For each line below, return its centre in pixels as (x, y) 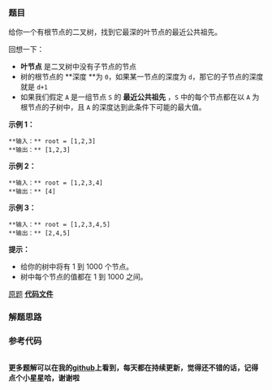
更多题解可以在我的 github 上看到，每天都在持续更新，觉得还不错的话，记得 (134, 367)
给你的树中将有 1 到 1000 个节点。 (77, 266)
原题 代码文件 (31, 294)
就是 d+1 (34, 87)
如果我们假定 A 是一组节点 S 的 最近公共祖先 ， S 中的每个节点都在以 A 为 (140, 97)
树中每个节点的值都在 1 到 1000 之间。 (84, 277)
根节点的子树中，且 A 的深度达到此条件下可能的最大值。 (113, 107)
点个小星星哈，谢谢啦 (44, 377)
